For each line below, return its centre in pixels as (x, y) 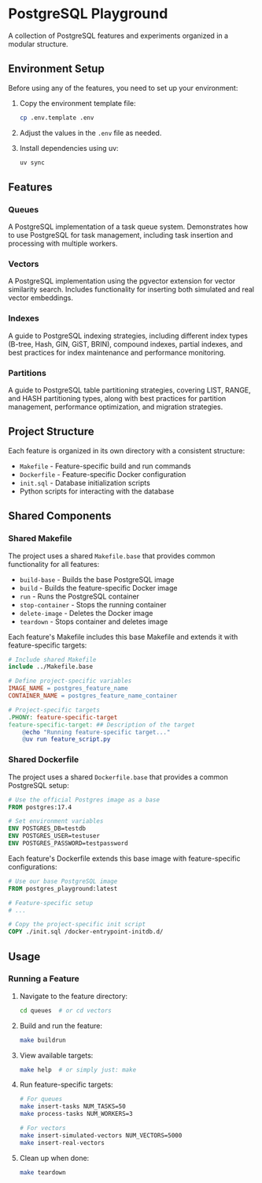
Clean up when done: (54, 1158)
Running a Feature (44, 978)
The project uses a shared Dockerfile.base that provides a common (118, 777)
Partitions (28, 373)
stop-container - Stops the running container (93, 604)
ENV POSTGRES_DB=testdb (47, 829)
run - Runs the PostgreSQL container (79, 596)
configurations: (33, 866)
